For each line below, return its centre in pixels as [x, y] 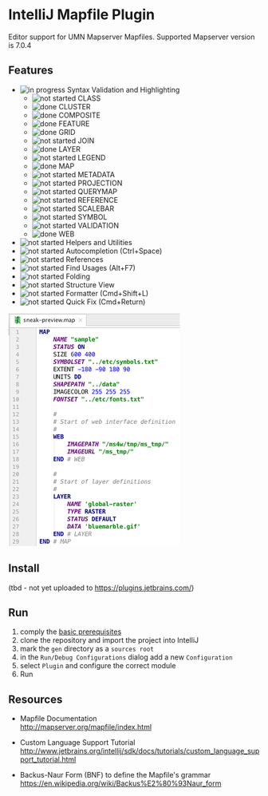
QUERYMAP [98, 191]
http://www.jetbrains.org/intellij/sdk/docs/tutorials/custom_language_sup [140, 751]
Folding [78, 276]
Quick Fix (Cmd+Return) [106, 302]
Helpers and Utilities [99, 242]
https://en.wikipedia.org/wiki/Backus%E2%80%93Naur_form [120, 783]
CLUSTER [75, 106]
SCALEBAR [96, 208]
